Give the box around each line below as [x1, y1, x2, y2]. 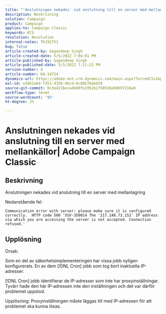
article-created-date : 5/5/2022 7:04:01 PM [5, 53, 96, 58]
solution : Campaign [5, 16, 45, 21]
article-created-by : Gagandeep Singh [5, 49, 83, 53]
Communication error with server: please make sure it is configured [5, 209, 152, 213]
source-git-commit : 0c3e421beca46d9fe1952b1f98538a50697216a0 [5, 85, 136, 91]
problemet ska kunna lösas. [5, 303, 61, 309]
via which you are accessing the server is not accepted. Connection [5, 217, 152, 222]
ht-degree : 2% [5, 100, 35, 105]
